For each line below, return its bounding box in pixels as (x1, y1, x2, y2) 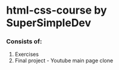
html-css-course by (6, 4, 107, 17)
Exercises (14, 51, 39, 58)
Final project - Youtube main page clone (14, 57, 114, 64)
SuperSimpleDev (6, 16, 92, 30)
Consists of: (6, 37, 42, 46)
